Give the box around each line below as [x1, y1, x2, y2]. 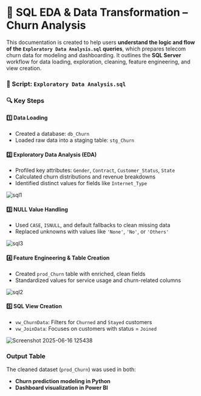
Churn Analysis [6, 18, 86, 32]
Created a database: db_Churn [15, 130, 90, 137]
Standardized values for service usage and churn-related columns [15, 277, 181, 284]
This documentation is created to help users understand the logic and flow [6, 38, 196, 46]
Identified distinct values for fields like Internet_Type [15, 180, 148, 187]
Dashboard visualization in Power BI [15, 384, 108, 392]
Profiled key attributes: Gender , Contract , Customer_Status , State [15, 167, 175, 174]
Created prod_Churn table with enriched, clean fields [15, 270, 146, 277]
